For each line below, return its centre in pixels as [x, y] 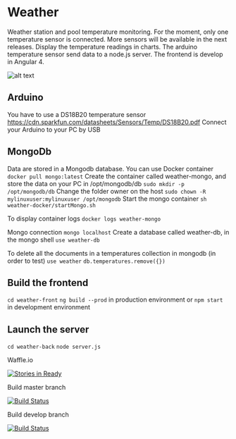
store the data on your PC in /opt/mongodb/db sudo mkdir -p [96, 183]
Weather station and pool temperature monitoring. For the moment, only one [118, 32]
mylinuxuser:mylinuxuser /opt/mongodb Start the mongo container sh [107, 199]
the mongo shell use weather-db [54, 240]
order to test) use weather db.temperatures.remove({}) [86, 261]
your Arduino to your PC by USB [54, 129]
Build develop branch [38, 415]
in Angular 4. [26, 61]
